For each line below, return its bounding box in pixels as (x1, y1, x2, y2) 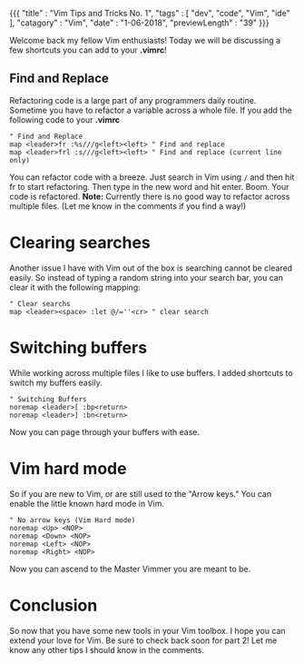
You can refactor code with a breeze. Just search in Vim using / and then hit (9, 172, 295, 183)
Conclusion (9, 595, 98, 616)
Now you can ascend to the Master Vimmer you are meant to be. (9, 563, 251, 574)
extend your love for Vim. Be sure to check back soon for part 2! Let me (9, 635, 278, 646)
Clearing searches (9, 233, 152, 253)
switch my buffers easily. (9, 377, 103, 388)
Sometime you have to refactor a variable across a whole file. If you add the (9, 104, 292, 115)
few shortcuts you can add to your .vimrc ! (9, 45, 168, 55)
